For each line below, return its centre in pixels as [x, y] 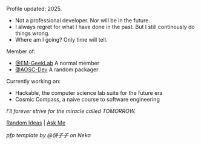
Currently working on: [33, 81]
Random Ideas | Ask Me [36, 123]
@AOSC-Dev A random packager [57, 69]
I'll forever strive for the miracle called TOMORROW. [71, 111]
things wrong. [32, 33]
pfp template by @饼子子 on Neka [48, 135]
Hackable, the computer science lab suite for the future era [89, 93]
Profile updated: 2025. [34, 9]
